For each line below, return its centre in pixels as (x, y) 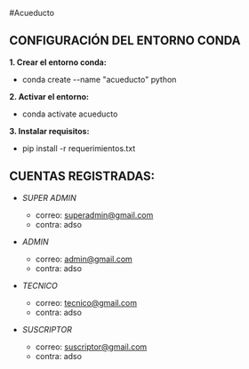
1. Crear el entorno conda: (58, 62)
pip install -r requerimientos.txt (79, 148)
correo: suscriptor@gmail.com (91, 347)
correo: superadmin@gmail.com (94, 215)
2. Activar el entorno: (49, 96)
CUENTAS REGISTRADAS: (82, 176)
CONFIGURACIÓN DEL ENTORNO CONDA (125, 40)
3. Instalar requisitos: (49, 131)
